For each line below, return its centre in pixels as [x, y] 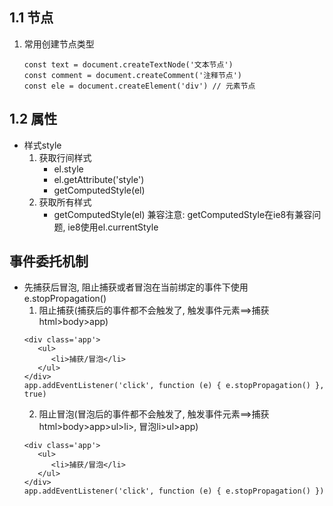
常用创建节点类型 [59, 44]
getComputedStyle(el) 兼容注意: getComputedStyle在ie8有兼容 [183, 214]
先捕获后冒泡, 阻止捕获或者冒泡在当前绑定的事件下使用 [136, 287]
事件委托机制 [49, 261]
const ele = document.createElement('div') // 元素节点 [139, 86]
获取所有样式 [65, 202]
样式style [42, 145]
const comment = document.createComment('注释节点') [133, 75]
